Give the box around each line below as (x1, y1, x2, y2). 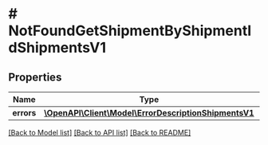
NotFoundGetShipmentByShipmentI (8, 22, 252, 40)
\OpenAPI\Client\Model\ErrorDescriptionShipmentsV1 (43, 108, 254, 118)
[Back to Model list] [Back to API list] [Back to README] (8, 128, 191, 137)
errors (12, 108, 37, 118)
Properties (8, 70, 62, 84)
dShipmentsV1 (8, 39, 106, 57)
